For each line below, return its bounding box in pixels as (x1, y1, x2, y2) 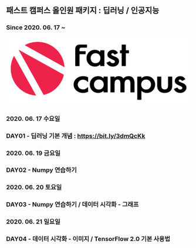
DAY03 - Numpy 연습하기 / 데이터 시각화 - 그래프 (6, 201, 139, 209)
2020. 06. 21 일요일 (6, 218, 60, 226)
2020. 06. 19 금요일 (6, 149, 60, 157)
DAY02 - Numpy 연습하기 (6, 166, 77, 174)
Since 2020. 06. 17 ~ (6, 23, 66, 32)
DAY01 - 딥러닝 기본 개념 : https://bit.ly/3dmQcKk (6, 131, 146, 140)
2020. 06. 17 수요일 (6, 114, 60, 123)
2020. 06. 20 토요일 (6, 184, 62, 192)
